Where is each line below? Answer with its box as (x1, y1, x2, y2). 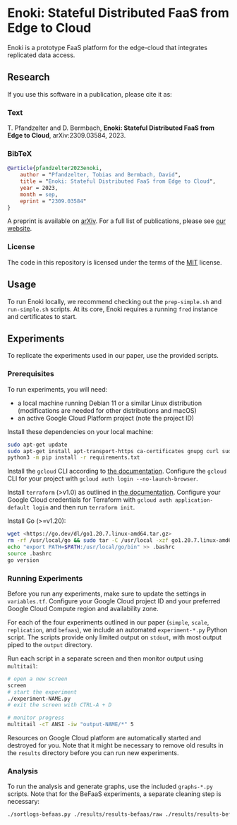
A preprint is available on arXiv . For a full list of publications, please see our (7, 217, 226, 225)
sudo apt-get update (7, 441, 68, 448)
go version (7, 556, 39, 564)
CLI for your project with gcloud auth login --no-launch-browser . (7, 474, 199, 483)
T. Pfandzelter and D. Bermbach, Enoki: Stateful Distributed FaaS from (7, 124, 215, 132)
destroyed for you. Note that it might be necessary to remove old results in (7, 741, 224, 749)
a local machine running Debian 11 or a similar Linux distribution (17, 399, 202, 407)
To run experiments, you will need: (7, 385, 108, 393)
